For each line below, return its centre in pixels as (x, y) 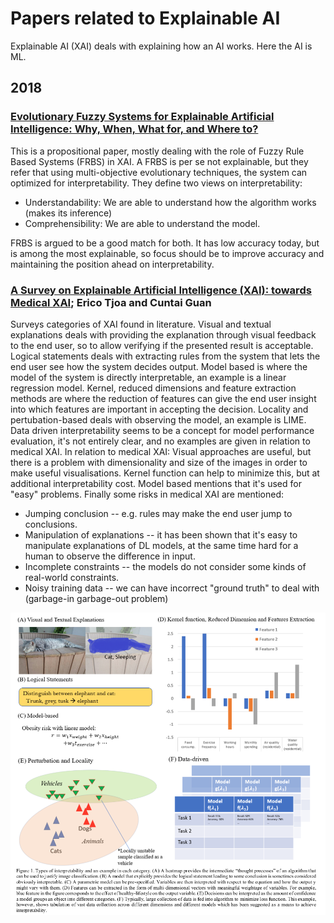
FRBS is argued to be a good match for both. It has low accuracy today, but (165, 243)
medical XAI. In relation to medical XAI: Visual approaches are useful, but (161, 451)
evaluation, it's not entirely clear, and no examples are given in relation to (160, 441)
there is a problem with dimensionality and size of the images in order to (159, 462)
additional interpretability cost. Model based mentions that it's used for (156, 483)
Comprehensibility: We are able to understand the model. (142, 223)
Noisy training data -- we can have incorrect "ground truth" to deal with (172, 588)
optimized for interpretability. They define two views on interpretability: (156, 183)
